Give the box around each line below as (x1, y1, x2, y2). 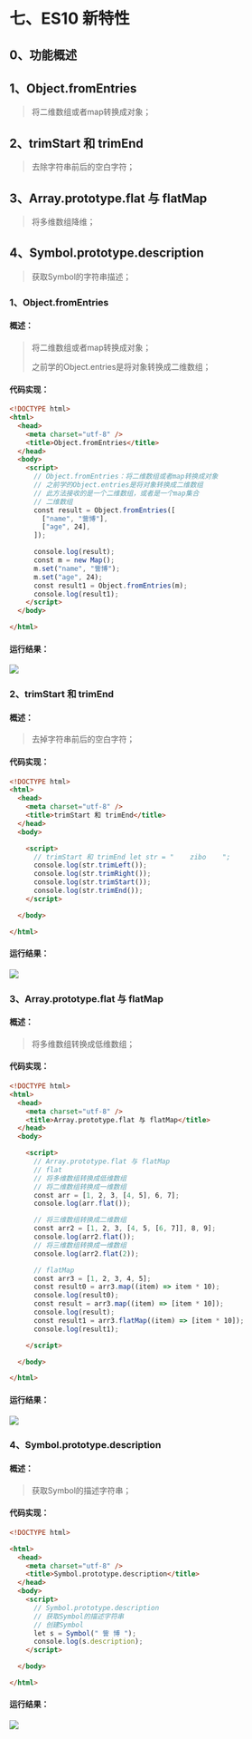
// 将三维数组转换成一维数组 (33, 1240, 127, 1249)
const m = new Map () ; (33, 556, 116, 565)
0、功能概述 (9, 47, 78, 63)
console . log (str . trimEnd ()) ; (33, 886, 144, 896)
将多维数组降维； (31, 217, 96, 228)
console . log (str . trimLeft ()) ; (33, 860, 147, 870)
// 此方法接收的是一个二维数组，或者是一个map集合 (33, 489, 200, 498)
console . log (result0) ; (33, 1291, 119, 1300)
